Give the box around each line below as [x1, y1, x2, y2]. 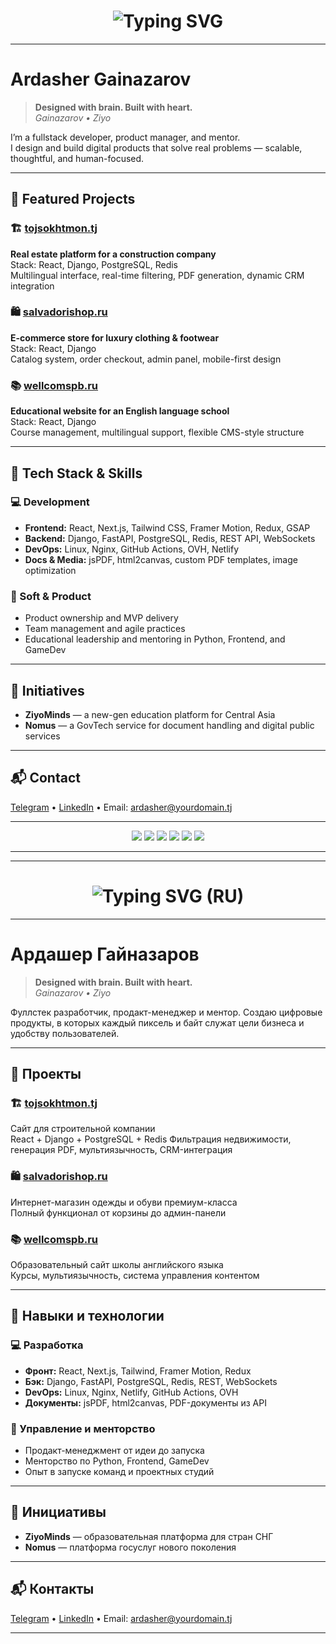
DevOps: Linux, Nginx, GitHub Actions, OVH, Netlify [24, 543, 239, 555]
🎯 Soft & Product [10, 589, 92, 603]
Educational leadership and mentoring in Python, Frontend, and [24, 633, 286, 645]
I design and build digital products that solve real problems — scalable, [10, 141, 303, 154]
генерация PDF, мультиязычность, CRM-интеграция [10, 1144, 233, 1156]
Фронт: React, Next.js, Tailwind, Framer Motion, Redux [24, 1365, 252, 1377]
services [24, 730, 61, 742]
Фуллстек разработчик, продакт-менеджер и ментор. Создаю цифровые [10, 1006, 323, 1018]
